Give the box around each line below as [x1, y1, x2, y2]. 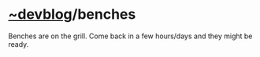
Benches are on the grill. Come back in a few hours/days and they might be [8, 31, 253, 41]
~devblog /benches [8, 5, 136, 23]
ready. [8, 39, 29, 48]
